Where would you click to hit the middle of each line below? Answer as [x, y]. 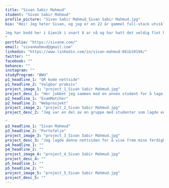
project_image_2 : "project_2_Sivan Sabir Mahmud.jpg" [63, 108]
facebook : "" [19, 61]
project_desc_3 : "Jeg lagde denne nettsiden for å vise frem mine [76, 140]
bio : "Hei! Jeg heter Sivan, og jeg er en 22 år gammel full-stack [77, 24]
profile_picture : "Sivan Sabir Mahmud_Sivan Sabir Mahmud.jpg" [73, 19]
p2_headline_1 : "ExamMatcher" [37, 99]
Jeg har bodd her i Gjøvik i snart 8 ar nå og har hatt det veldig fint [83, 33]
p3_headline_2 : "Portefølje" [36, 131]
